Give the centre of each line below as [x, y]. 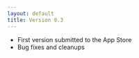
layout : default [31, 13]
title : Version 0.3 [35, 20]
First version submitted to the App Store [74, 39]
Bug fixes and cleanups [51, 47]
